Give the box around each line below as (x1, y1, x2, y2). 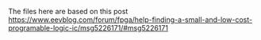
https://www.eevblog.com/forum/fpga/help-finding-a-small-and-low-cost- (8, 15, 252, 24)
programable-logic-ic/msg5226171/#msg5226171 (8, 24, 169, 32)
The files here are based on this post (8, 7, 129, 16)
